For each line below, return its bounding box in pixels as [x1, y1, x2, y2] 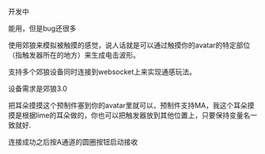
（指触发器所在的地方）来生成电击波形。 [8, 51, 140, 59]
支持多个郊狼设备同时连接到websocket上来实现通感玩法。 [8, 67, 196, 77]
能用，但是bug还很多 [8, 24, 77, 33]
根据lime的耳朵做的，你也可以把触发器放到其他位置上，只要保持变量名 [21, 111, 251, 120]
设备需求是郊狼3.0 [8, 84, 67, 93]
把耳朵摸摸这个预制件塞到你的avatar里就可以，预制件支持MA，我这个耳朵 [8, 101, 248, 110]
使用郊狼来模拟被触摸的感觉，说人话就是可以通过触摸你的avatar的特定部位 [8, 40, 251, 50]
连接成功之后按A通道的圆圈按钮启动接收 [8, 137, 138, 146]
